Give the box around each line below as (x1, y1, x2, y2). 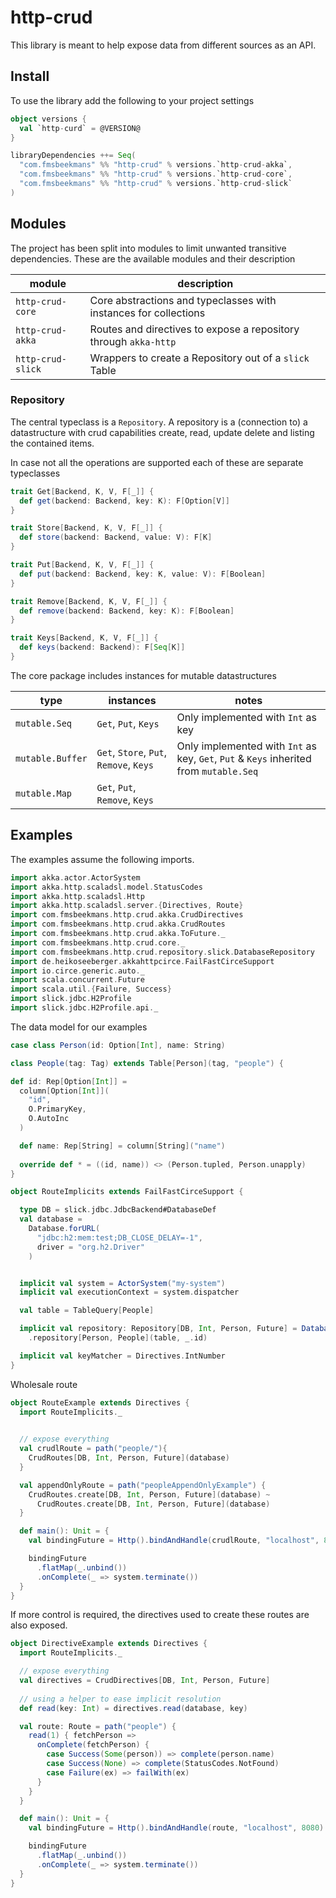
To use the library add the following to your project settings (10, 94, 255, 106)
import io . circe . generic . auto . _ (10, 966, 145, 976)
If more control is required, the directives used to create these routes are (10, 1609, 310, 1621)
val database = (19, 1214, 83, 1225)
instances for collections (89, 306, 206, 320)
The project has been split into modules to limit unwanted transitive (10, 242, 287, 254)
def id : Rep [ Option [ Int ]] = (10, 1076, 128, 1086)
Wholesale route (10, 1378, 78, 1390)
